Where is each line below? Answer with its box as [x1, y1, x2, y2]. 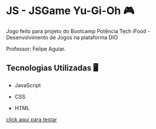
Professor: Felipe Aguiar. [6, 45, 66, 52]
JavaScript [14, 81, 41, 88]
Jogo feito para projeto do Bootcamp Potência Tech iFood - [6, 27, 150, 35]
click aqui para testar [6, 115, 57, 123]
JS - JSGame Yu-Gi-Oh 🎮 [6, 4, 135, 18]
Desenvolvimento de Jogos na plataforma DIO [6, 34, 118, 41]
